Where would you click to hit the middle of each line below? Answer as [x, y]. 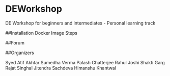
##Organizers [20, 53]
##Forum [15, 43]
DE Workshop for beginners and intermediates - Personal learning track [80, 23]
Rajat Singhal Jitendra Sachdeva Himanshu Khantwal [61, 68]
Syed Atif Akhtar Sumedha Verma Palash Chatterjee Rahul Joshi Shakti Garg [85, 62]
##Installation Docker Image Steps [41, 33]
